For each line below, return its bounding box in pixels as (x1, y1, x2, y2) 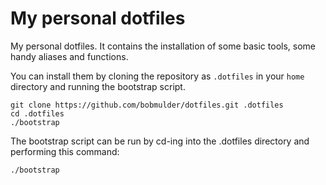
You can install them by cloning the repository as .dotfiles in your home (10, 70, 305, 82)
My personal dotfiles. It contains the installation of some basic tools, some (10, 40, 316, 52)
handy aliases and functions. (10, 50, 129, 62)
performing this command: (10, 145, 120, 157)
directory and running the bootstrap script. (10, 80, 186, 92)
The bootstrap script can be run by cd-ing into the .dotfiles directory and (10, 135, 310, 147)
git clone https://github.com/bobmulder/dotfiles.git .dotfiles (10, 100, 284, 110)
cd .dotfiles (10, 108, 65, 119)
